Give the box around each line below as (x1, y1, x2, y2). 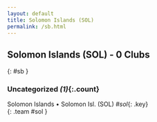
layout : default (7, 10, 54, 17)
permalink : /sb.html (7, 23, 67, 30)
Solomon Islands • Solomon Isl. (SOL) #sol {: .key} (7, 100, 149, 108)
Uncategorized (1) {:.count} (7, 85, 100, 94)
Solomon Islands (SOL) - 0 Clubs (7, 49, 150, 60)
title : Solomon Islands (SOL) (7, 17, 95, 24)
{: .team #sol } (7, 107, 48, 116)
